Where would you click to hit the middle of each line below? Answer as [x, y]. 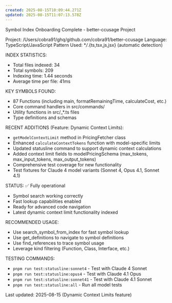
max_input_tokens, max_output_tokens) [54, 159]
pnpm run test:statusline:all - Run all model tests [67, 285]
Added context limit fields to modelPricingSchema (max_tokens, [80, 154]
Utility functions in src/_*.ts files [46, 112]
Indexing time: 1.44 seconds [43, 75]
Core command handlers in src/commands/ [59, 106]
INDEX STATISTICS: [26, 55]
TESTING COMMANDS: [30, 258]
